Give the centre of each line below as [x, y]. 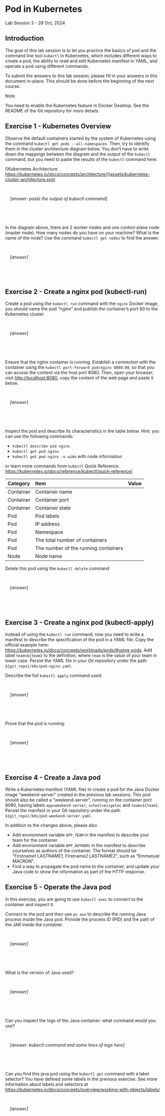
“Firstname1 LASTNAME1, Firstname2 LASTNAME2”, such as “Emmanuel [86, 856]
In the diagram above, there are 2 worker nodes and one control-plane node [82, 227]
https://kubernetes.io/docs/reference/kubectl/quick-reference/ [69, 471]
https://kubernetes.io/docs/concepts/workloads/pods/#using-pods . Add [79, 650]
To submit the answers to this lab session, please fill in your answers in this [81, 76]
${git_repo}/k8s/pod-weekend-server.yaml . [49, 816]
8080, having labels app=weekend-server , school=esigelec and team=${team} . [82, 805]
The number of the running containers [79, 548]
